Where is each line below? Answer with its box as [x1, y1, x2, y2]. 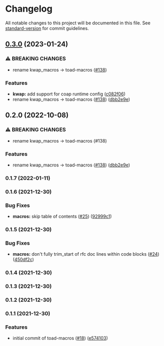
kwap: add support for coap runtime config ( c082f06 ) [12, 91, 126, 97]
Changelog [5, 3, 53, 15]
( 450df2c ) [12, 257, 34, 263]
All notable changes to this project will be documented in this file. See [5, 20, 151, 26]
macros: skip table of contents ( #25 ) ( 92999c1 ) [12, 214, 112, 220]
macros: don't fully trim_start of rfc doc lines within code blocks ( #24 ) [12, 251, 159, 257]
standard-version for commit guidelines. [5, 25, 89, 31]
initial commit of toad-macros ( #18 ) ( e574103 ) [12, 335, 108, 341]
